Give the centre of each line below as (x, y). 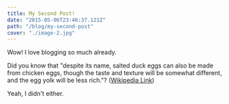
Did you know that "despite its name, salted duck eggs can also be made (110, 65)
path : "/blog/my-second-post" (51, 26)
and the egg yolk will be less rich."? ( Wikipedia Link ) (81, 81)
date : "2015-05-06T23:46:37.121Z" (57, 20)
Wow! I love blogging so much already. (62, 52)
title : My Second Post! (41, 13)
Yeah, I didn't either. (35, 94)
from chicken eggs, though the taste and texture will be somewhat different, (115, 73)
